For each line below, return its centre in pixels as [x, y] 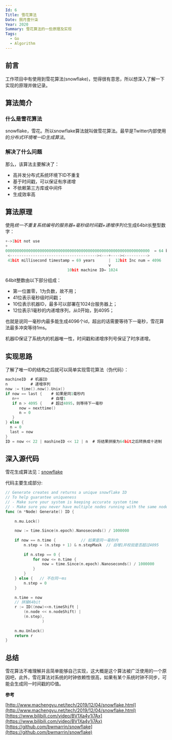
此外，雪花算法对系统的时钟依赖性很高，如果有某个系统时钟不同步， [90, 677]
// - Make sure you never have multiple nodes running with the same [81, 507]
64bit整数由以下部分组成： [33, 281]
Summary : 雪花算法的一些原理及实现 [39, 29]
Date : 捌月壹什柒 [22, 19]
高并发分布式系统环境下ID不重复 [46, 175]
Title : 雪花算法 [21, 15]
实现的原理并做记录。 [28, 85]
